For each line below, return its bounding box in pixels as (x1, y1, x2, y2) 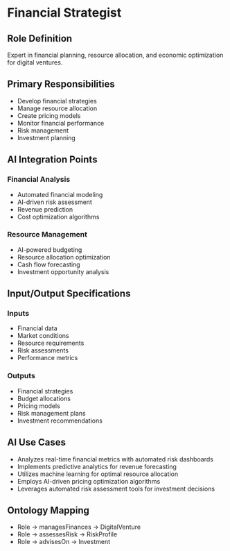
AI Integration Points (7, 154, 98, 166)
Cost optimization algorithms (17, 212, 100, 221)
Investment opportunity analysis (17, 267, 109, 275)
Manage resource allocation (17, 104, 98, 112)
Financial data (17, 324, 57, 332)
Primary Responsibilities (7, 78, 116, 90)
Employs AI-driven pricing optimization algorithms (17, 477, 161, 485)
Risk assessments (17, 346, 69, 355)
